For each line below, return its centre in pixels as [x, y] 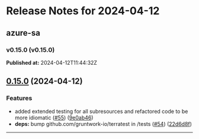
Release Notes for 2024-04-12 [83, 11]
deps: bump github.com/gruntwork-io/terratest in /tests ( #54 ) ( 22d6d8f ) [103, 124]
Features [19, 98]
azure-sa [23, 33]
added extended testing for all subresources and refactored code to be [101, 111]
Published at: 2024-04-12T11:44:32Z [52, 62]
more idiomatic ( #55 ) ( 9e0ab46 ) [54, 118]
